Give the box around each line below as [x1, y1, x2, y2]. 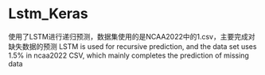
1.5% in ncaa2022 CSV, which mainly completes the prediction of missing [8, 51, 249, 60]
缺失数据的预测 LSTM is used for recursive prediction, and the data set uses [8, 41, 257, 51]
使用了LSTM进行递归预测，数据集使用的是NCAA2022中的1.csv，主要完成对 [8, 32, 255, 41]
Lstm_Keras [8, 5, 89, 23]
